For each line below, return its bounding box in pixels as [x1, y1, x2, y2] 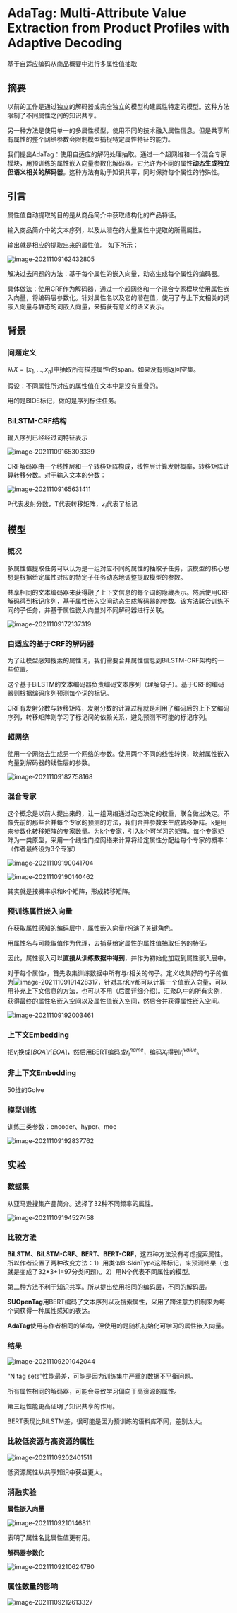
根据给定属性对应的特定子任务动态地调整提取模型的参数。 [19, 573, 187, 581]
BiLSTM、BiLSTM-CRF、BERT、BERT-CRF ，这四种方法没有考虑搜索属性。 [7, 1250, 227, 1258]
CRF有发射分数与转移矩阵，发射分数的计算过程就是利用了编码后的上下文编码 [7, 704, 230, 713]
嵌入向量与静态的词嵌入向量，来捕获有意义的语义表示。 [7, 302, 168, 311]
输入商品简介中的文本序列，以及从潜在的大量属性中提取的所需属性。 [7, 225, 205, 234]
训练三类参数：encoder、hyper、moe [7, 1123, 117, 1131]
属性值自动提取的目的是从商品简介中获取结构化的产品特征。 [7, 210, 181, 219]
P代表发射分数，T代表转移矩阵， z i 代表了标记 [7, 500, 138, 510]
